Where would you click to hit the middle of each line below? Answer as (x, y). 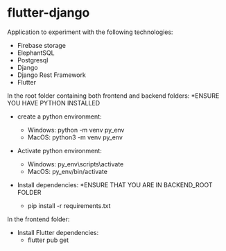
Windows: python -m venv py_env (76, 130)
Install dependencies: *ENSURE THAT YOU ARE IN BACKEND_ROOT (115, 184)
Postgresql (33, 60)
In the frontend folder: (38, 219)
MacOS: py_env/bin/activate (67, 171)
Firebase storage (41, 45)
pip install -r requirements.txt (69, 205)
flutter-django (49, 13)
